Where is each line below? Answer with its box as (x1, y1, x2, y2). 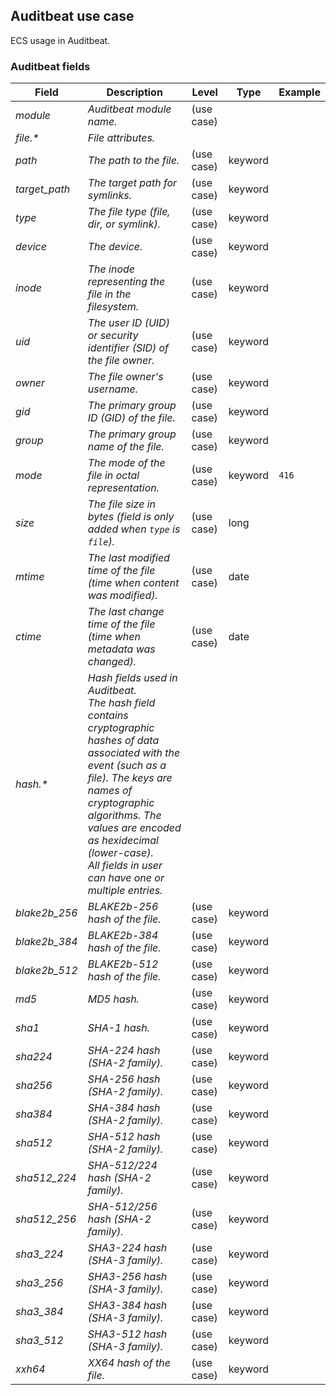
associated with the (87, 746, 181, 760)
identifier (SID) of (87, 341, 170, 355)
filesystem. (87, 300, 140, 314)
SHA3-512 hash (87, 1327, 168, 1341)
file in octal (87, 469, 140, 483)
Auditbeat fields (10, 59, 91, 73)
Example (278, 85, 321, 99)
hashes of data (87, 734, 160, 748)
